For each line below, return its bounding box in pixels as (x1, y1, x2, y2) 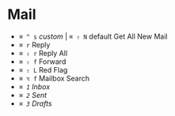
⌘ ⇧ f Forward (18, 57, 67, 66)
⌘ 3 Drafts (18, 99, 52, 108)
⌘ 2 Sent (18, 90, 48, 99)
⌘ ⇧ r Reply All (18, 48, 68, 58)
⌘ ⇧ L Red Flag (18, 65, 68, 74)
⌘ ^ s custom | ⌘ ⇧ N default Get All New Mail (18, 32, 168, 41)
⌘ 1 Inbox (18, 81, 51, 92)
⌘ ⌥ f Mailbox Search (18, 73, 90, 83)
